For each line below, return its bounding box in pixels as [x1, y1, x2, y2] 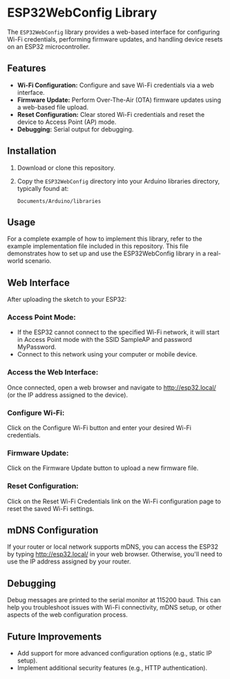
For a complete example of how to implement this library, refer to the [7, 235, 202, 243]
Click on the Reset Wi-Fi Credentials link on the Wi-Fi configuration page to [7, 497, 221, 505]
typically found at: [17, 184, 69, 192]
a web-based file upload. [17, 102, 88, 111]
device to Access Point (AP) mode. [17, 118, 117, 126]
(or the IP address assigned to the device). [7, 390, 128, 399]
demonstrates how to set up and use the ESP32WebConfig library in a [7, 249, 207, 257]
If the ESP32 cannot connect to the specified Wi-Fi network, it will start [17, 328, 220, 336]
